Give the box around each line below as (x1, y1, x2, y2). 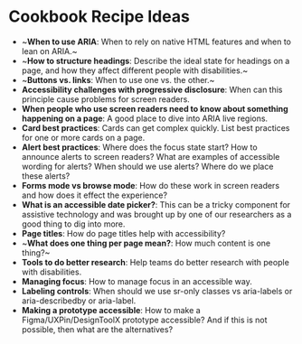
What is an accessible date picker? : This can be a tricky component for (21, 199, 291, 209)
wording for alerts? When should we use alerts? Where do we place (21, 161, 274, 172)
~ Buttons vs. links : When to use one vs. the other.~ (21, 74, 215, 85)
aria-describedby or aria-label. (21, 295, 137, 306)
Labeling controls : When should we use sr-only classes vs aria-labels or (21, 285, 293, 296)
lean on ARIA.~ (21, 45, 78, 56)
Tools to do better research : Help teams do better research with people (21, 256, 290, 267)
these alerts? (21, 170, 71, 181)
